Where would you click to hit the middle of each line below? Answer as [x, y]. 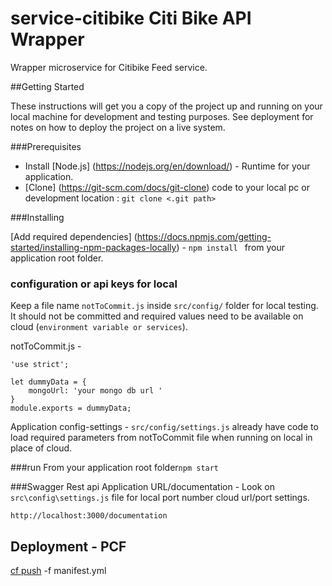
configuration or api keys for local [94, 284]
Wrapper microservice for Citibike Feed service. [109, 67]
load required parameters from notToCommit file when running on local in [161, 438]
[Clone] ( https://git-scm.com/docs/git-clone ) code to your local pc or [167, 187]
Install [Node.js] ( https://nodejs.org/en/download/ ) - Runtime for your [167, 166]
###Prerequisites [46, 146]
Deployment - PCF [68, 546]
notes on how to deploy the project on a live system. [118, 127]
